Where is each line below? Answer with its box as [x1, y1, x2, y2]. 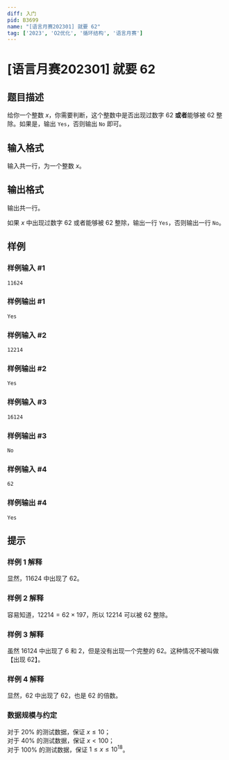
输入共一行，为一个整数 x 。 [7, 162, 85, 170]
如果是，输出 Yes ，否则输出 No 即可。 [19, 119, 126, 128]
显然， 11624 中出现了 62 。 [7, 574, 83, 583]
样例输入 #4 [7, 464, 47, 474]
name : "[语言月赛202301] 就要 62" [7, 23, 101, 30]
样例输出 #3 [7, 431, 47, 441]
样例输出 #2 [7, 364, 47, 373]
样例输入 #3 [7, 397, 47, 407]
